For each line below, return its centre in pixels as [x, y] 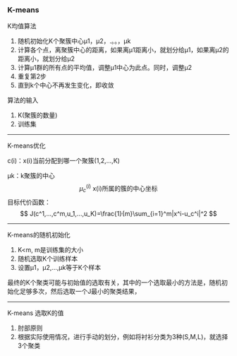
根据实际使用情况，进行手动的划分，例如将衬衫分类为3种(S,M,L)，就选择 [123, 336]
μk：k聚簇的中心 [31, 176]
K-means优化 [26, 146]
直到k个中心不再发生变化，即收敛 [66, 85]
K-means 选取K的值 [36, 313]
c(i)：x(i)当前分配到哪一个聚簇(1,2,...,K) [63, 161]
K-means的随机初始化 [39, 235]
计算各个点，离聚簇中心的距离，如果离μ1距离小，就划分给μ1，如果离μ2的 [123, 50]
